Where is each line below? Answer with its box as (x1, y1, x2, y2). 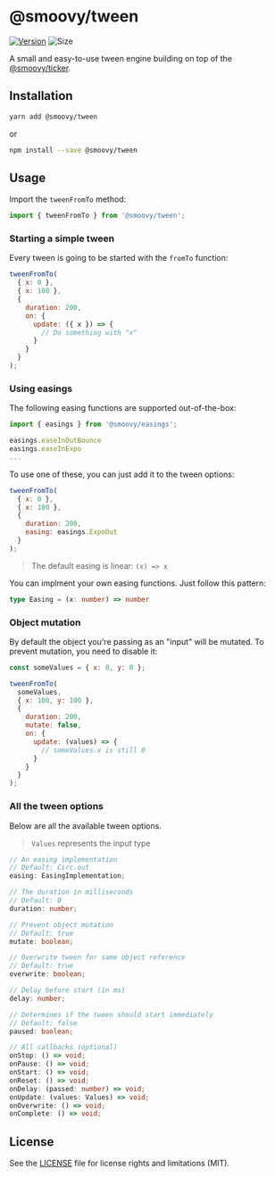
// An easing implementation (9, 855, 118, 864)
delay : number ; (9, 994, 66, 1003)
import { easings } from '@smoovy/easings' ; (9, 420, 178, 430)
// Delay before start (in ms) (9, 986, 126, 995)
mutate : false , (25, 721, 82, 730)
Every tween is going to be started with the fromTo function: (9, 253, 229, 263)
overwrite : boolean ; (9, 970, 87, 979)
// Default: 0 (9, 896, 62, 905)
